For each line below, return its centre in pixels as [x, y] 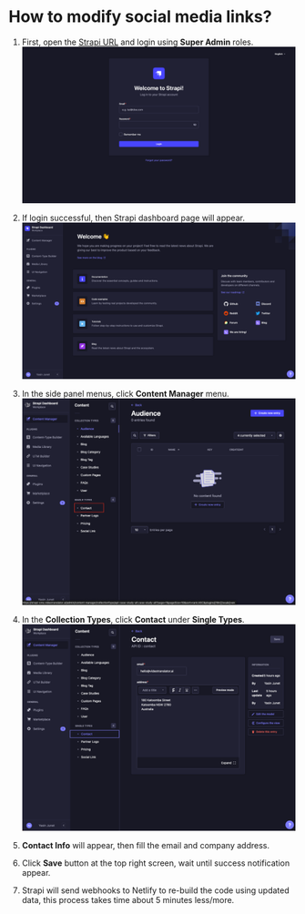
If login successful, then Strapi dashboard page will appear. [133, 218]
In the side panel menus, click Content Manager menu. [125, 393]
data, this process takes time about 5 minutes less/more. [128, 899]
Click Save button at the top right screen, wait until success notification [156, 863]
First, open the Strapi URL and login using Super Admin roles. [137, 42]
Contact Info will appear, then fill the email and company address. [146, 845]
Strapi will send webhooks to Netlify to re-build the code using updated [156, 890]
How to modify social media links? [140, 17]
